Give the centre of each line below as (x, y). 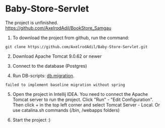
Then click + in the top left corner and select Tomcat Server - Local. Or (86, 105)
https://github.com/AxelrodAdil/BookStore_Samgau (59, 28)
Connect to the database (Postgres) (50, 66)
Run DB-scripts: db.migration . (43, 75)
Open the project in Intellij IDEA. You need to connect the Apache (80, 94)
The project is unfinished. (32, 23)
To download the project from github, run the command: (71, 38)
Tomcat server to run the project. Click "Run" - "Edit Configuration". (83, 99)
